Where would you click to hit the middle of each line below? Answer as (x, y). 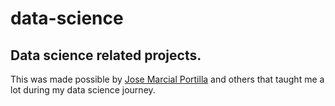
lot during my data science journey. (83, 90)
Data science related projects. (106, 55)
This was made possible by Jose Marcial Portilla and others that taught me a (167, 79)
